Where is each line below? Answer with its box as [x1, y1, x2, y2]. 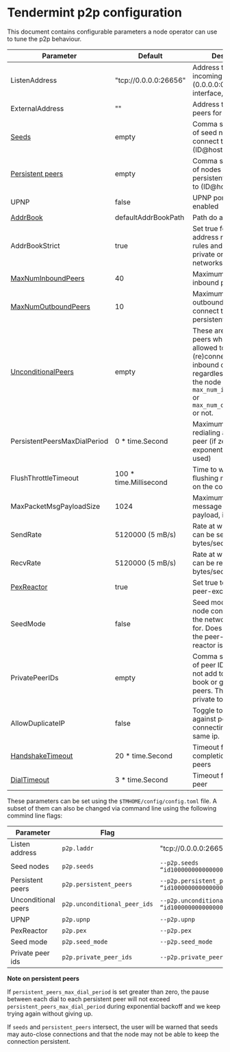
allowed [192, 343, 218, 352]
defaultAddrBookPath [114, 213, 185, 222]
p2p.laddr [62, 844, 94, 852]
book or [192, 677, 218, 686]
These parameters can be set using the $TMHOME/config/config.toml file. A [7, 797, 217, 805]
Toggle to [192, 705, 223, 715]
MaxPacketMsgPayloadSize [10, 501, 101, 511]
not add [192, 669, 218, 678]
